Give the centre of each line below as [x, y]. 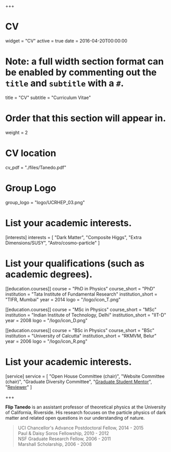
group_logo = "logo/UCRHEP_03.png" [45, 202]
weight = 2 [17, 132]
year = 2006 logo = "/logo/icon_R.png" [47, 341]
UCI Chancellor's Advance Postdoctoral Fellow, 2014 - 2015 [81, 428]
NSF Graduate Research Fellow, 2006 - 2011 [64, 439]
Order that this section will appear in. [86, 118]
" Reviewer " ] [19, 387]
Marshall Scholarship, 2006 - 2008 [55, 444]
